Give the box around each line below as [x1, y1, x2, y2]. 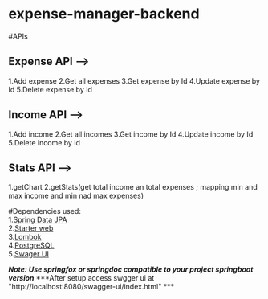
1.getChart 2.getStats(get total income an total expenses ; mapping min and [8, 182, 258, 192]
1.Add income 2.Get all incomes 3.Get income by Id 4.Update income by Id [8, 129, 254, 139]
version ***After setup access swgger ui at [8, 273, 155, 283]
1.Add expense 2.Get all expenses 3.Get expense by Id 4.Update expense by [8, 76, 261, 85]
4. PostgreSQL [8, 240, 55, 250]
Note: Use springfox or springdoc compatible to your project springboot [8, 264, 254, 274]
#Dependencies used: [8, 207, 82, 216]
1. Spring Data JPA [8, 215, 67, 225]
